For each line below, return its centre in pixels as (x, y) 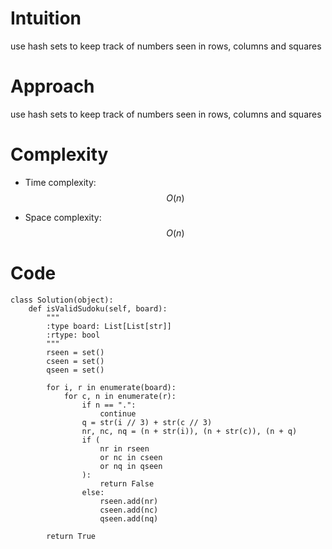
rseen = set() (75, 352)
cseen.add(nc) (129, 510)
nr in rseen (124, 448)
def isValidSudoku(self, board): (98, 308)
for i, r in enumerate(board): (111, 387)
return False (127, 483)
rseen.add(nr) (129, 501)
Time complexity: (60, 182)
